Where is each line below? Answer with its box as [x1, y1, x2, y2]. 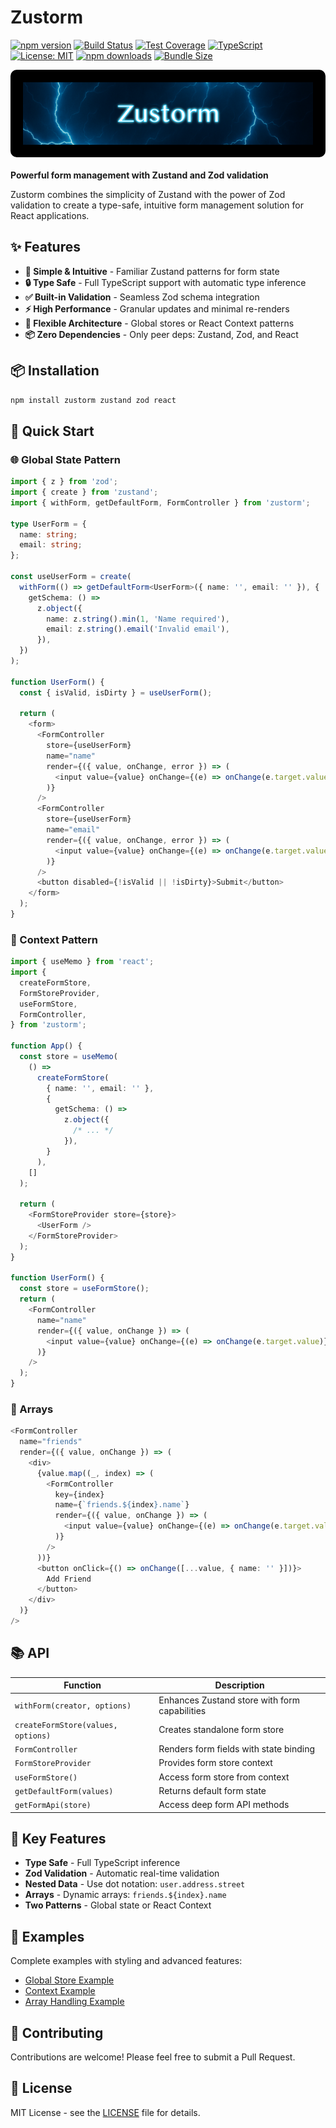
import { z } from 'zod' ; [10, 477, 118, 487]
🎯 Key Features [10, 1830, 107, 1847]
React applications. [10, 209, 90, 221]
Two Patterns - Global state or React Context [24, 1899, 212, 1911]
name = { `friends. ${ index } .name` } [54, 1500, 190, 1510]
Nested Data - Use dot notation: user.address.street [24, 1878, 246, 1890]
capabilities [158, 1704, 207, 1716]
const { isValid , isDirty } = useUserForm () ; [19, 687, 213, 698]
